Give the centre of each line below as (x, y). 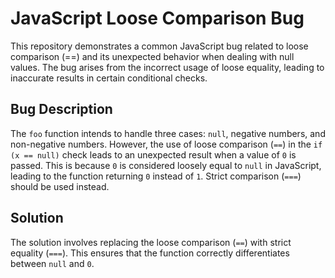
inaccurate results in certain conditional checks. (109, 78)
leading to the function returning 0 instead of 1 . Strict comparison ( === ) (156, 176)
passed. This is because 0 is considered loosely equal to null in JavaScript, (166, 165)
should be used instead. (60, 186)
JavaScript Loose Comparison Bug (157, 18)
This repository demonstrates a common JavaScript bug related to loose (159, 46)
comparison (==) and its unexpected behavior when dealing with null (152, 56)
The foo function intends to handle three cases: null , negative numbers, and (168, 133)
